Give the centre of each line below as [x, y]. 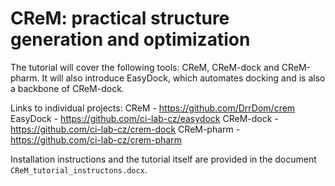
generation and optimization [130, 39]
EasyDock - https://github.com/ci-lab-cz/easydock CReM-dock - [144, 118]
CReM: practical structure [120, 18]
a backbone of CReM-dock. [67, 88]
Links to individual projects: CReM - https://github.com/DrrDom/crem [153, 108]
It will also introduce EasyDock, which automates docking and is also [183, 78]
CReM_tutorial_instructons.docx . [79, 169]
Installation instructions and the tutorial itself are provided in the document [163, 159]
